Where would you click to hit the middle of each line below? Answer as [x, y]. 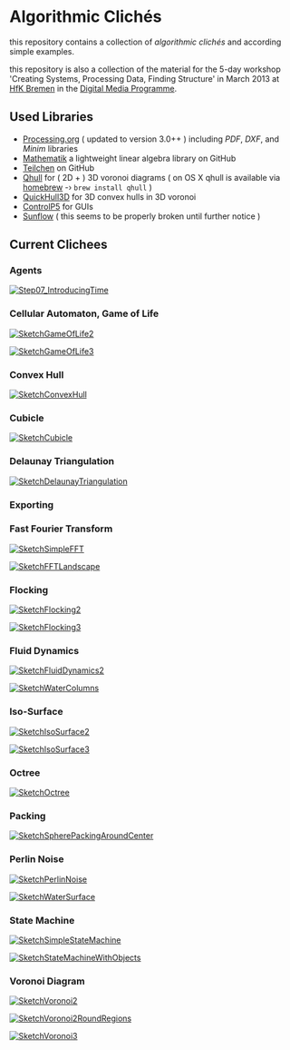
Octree [25, 772]
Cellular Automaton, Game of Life [84, 313]
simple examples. [42, 51]
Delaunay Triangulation [62, 461]
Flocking [29, 589]
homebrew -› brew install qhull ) [87, 187]
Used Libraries [51, 117]
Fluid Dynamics [44, 651]
